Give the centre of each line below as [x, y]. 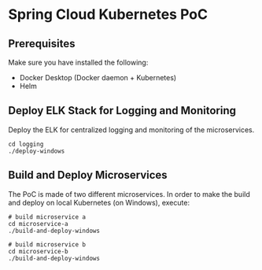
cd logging [26, 144]
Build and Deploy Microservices [88, 175]
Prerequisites [42, 44]
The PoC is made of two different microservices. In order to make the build [129, 194]
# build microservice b [47, 244]
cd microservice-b [38, 251]
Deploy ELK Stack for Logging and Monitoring [122, 111]
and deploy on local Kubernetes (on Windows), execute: [99, 202]
